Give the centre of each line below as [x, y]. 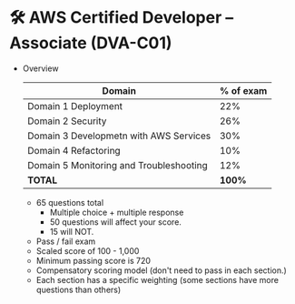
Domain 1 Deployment [75, 106]
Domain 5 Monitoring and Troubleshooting [118, 165]
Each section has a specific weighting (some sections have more [157, 279]
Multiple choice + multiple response [117, 212]
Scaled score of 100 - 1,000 [88, 250]
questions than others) [79, 289]
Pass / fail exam [66, 241]
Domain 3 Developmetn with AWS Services [119, 136]
